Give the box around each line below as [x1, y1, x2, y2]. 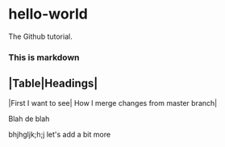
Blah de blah [8, 114, 50, 124]
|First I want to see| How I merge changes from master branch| [8, 98, 218, 107]
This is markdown [8, 52, 80, 63]
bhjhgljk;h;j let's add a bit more [8, 129, 111, 139]
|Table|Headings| [8, 77, 98, 90]
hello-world [8, 5, 89, 23]
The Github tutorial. [8, 31, 73, 41]
